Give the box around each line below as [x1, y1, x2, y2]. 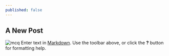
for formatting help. [5, 45, 46, 51]
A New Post [5, 26, 44, 35]
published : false [5, 7, 43, 13]
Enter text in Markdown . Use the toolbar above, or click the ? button [20, 40, 164, 46]
